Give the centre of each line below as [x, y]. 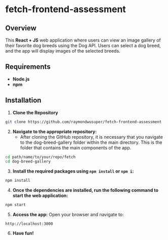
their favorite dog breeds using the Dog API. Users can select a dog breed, [83, 46]
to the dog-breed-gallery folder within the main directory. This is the [91, 142]
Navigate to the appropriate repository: [55, 131]
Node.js [21, 79]
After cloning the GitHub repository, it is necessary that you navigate [91, 137]
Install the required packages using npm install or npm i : [73, 171]
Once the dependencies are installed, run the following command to [85, 190]
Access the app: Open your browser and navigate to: [68, 214]
